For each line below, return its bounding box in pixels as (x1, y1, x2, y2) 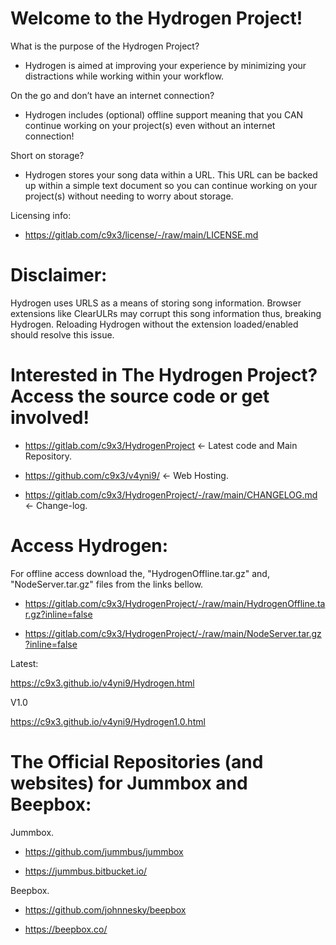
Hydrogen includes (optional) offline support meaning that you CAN (24, 108, 304, 121)
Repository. (24, 450, 73, 462)
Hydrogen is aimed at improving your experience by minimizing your (24, 59, 307, 71)
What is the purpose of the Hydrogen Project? (10, 40, 200, 52)
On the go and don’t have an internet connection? (10, 89, 215, 101)
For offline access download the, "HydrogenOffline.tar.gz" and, (10, 567, 270, 579)
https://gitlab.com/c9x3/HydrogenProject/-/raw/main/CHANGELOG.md (24, 488, 318, 501)
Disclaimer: (10, 264, 108, 287)
